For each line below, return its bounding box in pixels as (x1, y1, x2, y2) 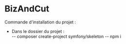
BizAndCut (4, 3, 50, 14)
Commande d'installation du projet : (4, 19, 76, 25)
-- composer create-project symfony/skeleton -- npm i (11, 33, 121, 39)
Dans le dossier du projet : (11, 28, 65, 34)
